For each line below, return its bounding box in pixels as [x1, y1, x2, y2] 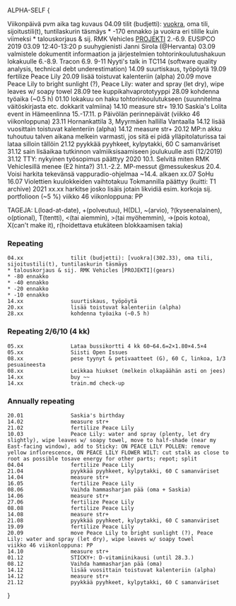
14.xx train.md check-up [7, 379, 125, 387]
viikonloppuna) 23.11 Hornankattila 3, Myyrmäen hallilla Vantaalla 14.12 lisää [7, 117, 225, 126]
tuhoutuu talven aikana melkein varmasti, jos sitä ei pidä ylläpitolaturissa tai [7, 132, 226, 141]
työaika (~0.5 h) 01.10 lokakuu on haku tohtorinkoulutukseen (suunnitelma [7, 95, 222, 103]
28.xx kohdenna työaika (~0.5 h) [7, 310, 151, 317]
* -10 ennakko [7, 292, 49, 299]
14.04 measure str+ [7, 473, 110, 481]
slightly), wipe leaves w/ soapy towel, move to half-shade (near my [7, 436, 217, 444]
